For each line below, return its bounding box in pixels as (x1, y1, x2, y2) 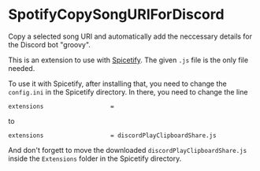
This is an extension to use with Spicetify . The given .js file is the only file (8, 55, 249, 65)
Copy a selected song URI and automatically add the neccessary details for (8, 32, 253, 41)
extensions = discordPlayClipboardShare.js (8, 132, 217, 139)
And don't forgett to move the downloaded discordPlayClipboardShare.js (8, 145, 247, 154)
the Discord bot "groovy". (8, 39, 91, 49)
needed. (8, 63, 35, 72)
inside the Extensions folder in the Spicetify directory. (8, 154, 182, 163)
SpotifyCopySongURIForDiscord (8, 6, 225, 24)
